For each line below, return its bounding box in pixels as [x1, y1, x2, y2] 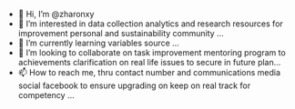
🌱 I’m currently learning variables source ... [17, 37, 179, 48]
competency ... [17, 90, 75, 100]
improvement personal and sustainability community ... [17, 28, 225, 38]
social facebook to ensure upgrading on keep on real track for [17, 80, 251, 91]
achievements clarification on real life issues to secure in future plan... [17, 57, 281, 67]
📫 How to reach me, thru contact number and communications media [17, 67, 280, 77]
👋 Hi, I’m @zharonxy [17, 9, 95, 19]
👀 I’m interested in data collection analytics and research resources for [17, 18, 284, 29]
